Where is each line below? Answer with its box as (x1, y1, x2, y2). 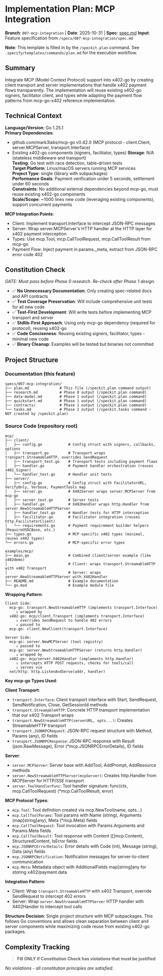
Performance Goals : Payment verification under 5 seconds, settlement (12, 176, 155, 181)
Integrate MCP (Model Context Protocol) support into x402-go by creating (5, 77, 154, 82)
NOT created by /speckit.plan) (5, 411, 69, 417)
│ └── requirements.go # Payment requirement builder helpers (5, 523, 149, 528)
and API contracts (12, 294, 48, 299)
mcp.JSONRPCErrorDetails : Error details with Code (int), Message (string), (12, 843, 158, 849)
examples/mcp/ (5, 549, 34, 554)
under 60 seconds (12, 180, 49, 186)
